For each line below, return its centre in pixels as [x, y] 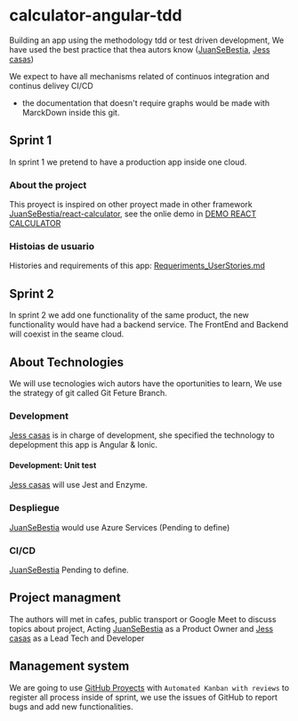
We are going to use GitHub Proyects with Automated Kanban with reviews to [149, 687]
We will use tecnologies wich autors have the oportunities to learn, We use [146, 383]
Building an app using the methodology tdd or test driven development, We [147, 40]
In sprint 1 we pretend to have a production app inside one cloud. [128, 162]
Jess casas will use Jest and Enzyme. [79, 485]
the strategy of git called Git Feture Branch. [88, 393]
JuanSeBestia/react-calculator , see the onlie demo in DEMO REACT [133, 214]
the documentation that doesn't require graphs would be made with [145, 102]
